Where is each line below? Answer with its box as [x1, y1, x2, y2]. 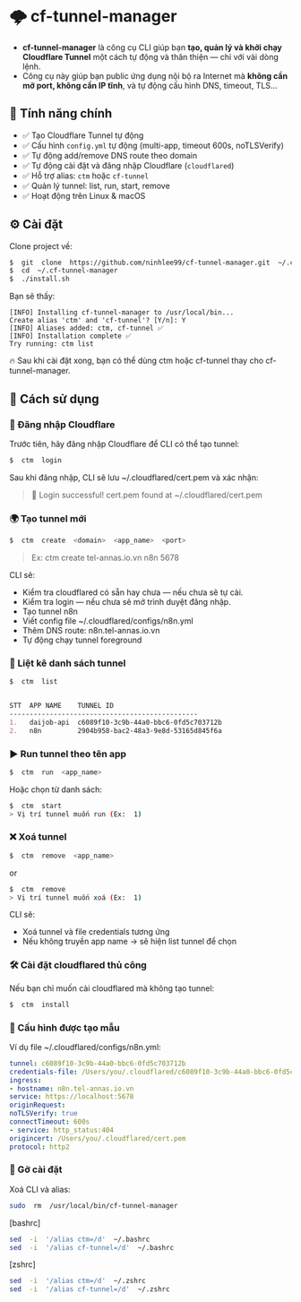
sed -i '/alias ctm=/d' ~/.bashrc [9, 1235, 150, 1244]
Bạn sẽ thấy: [9, 291, 56, 302]
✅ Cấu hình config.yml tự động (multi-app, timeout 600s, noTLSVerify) [21, 140, 285, 151]
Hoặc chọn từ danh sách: [9, 784, 103, 795]
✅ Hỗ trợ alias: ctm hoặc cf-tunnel [21, 170, 150, 181]
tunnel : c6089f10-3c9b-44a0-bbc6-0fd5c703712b [9, 1058, 186, 1068]
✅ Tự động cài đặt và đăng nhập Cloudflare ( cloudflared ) [21, 160, 235, 170]
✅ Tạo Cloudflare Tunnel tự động [21, 130, 144, 141]
